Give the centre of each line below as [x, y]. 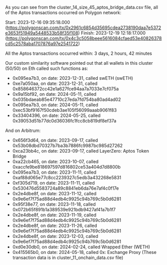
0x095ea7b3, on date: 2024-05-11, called [55, 105]
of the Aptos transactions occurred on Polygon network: [63, 13]
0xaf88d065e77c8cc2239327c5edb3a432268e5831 [67, 177]
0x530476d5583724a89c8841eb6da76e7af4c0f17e [66, 188]
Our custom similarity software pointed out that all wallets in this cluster [79, 63]
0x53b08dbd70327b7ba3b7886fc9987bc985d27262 [67, 146]
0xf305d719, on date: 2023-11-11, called [54, 183]
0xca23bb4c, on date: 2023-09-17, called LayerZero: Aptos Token [81, 151]
